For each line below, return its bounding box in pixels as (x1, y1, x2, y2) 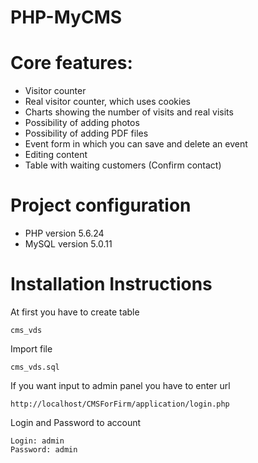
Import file (10, 343, 53, 355)
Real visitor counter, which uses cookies (24, 96, 191, 108)
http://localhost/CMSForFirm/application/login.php (10, 399, 230, 409)
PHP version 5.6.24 (24, 227, 105, 240)
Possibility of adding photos (24, 117, 140, 129)
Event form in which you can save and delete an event (24, 138, 248, 150)
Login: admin (10, 436, 65, 446)
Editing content (24, 149, 88, 161)
